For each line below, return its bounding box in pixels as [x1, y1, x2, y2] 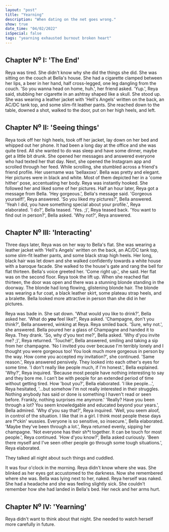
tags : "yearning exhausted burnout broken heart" [5, 36, 112, 41]
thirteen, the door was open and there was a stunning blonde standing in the [5, 279, 164, 285]
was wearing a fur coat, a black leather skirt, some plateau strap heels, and [5, 290, 161, 296]
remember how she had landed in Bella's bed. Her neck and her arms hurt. [5, 486, 160, 493]
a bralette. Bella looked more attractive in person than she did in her [5, 296, 146, 302]
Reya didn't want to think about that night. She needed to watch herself [5, 516, 153, 522]
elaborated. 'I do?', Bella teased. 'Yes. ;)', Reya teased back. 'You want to [5, 207, 156, 213]
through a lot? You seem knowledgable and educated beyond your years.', [5, 402, 159, 408]
